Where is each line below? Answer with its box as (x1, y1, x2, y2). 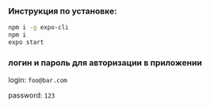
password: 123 (8, 91, 55, 100)
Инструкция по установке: (8, 6, 117, 17)
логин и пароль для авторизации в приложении (8, 57, 202, 68)
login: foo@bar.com (8, 75, 67, 85)
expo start (8, 38, 44, 47)
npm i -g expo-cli (8, 24, 69, 32)
